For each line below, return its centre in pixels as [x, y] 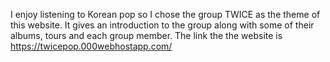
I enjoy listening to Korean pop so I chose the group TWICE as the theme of [165, 14]
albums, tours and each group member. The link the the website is [146, 35]
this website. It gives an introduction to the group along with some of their [162, 25]
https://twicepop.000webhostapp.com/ [91, 46]
